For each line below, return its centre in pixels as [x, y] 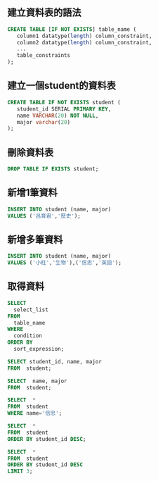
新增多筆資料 [35, 239]
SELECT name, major [38, 381]
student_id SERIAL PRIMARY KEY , [64, 109]
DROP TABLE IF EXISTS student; [53, 169]
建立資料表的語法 [44, 13]
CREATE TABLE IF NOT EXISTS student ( [64, 102]
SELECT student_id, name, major [54, 361]
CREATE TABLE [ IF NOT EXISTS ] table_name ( [72, 29]
